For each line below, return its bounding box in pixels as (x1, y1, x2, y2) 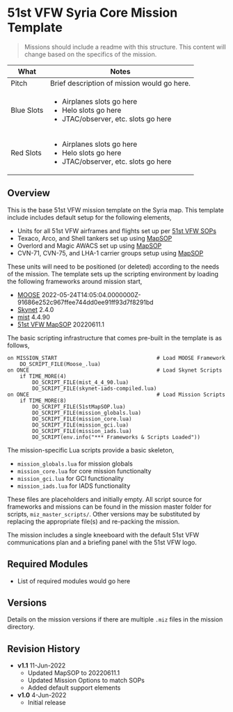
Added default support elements (27, 683, 121, 692)
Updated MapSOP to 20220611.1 (27, 669, 120, 677)
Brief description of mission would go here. (49, 78, 191, 88)
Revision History (7, 642, 81, 655)
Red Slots (10, 148, 42, 157)
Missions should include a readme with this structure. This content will (24, 42, 226, 51)
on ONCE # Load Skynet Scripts (7, 367, 223, 374)
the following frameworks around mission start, (7, 277, 143, 285)
